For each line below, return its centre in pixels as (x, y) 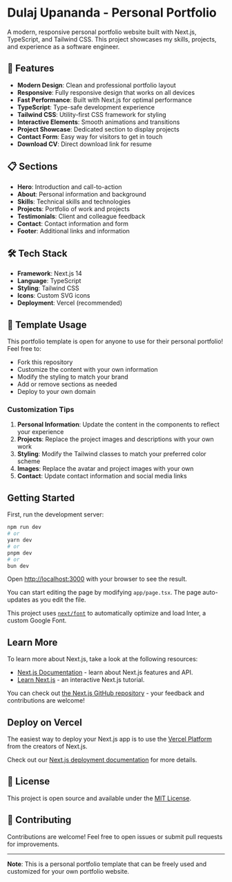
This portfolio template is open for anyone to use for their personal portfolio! (115, 341)
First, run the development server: (56, 514)
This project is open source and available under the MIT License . (99, 798)
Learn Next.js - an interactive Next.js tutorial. (81, 680)
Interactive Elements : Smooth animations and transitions (98, 122)
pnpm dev (20, 553)
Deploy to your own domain (56, 392)
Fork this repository (45, 362)
